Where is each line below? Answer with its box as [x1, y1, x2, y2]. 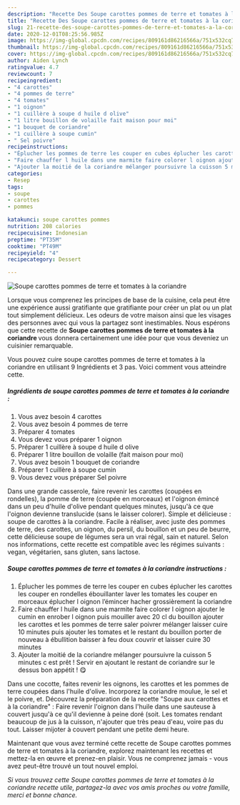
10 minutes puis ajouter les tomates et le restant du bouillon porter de [17, 628, 222, 636]
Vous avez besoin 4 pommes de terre [17, 420, 129, 429]
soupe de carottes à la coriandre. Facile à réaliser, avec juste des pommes [7, 518, 226, 526]
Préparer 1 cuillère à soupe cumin [17, 465, 116, 474]
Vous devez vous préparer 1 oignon [17, 435, 122, 444]
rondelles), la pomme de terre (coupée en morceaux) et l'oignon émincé [7, 495, 219, 503]
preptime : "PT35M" [7, 236, 62, 243]
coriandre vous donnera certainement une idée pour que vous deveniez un [7, 334, 229, 342]
